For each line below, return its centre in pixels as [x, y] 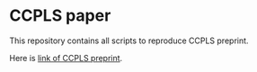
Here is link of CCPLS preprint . [66, 58]
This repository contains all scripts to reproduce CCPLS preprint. [129, 40]
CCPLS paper [60, 16]
